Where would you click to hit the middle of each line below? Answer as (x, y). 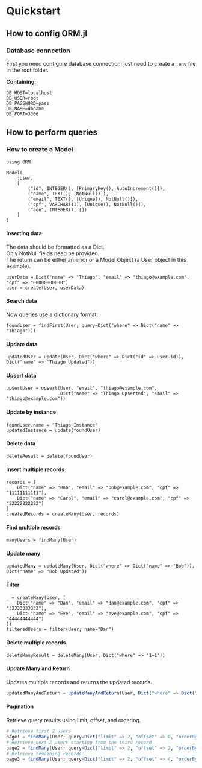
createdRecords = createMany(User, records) (63, 514)
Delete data (21, 443)
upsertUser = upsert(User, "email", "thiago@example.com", (82, 388)
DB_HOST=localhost (29, 93)
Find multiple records (34, 527)
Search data (22, 301)
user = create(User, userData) (45, 288)
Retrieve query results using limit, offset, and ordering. (74, 720)
